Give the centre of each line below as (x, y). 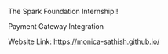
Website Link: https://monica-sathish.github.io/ (84, 41)
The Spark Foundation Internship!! (63, 11)
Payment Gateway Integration (56, 26)
